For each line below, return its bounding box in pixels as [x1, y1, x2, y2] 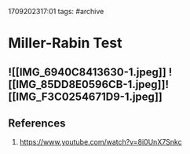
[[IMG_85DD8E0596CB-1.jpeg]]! [8, 78, 170, 91]
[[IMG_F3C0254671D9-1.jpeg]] [8, 90, 163, 103]
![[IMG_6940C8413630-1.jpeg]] [8, 65, 166, 79]
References [8, 116, 66, 130]
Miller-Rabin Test [8, 35, 122, 52]
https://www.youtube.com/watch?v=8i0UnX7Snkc [19, 137, 182, 147]
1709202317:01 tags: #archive [8, 7, 104, 16]
